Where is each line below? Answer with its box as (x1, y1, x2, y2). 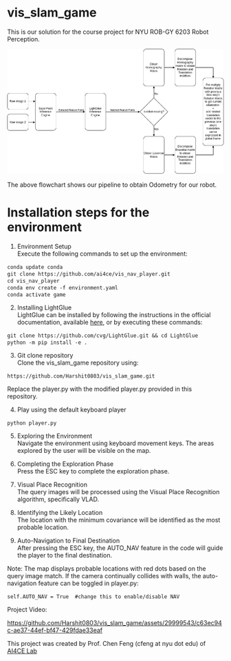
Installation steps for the (7, 205, 150, 221)
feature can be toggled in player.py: (38, 579, 139, 587)
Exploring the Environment (16, 432, 93, 440)
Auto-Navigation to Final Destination (16, 536, 120, 545)
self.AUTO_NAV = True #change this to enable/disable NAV (7, 593, 180, 600)
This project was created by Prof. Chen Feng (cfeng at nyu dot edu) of (7, 640, 206, 648)
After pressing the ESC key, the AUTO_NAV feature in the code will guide (16, 544, 223, 552)
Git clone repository (16, 352, 74, 360)
